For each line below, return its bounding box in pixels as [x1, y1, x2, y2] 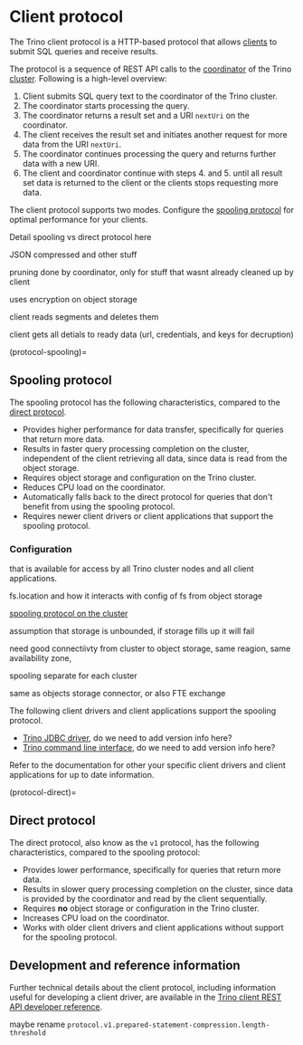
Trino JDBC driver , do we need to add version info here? [22, 733, 232, 743]
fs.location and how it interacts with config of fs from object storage [9, 590, 263, 601]
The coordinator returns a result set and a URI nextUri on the [22, 110, 251, 120]
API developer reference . [9, 1001, 103, 1011]
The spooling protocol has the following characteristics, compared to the [9, 397, 280, 407]
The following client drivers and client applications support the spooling [9, 705, 277, 716]
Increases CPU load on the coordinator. [22, 912, 170, 923]
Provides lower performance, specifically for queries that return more [22, 864, 281, 875]
